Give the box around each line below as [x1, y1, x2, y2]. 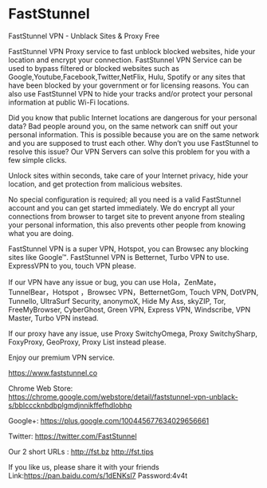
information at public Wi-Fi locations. [8, 97, 130, 107]
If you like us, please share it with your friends [8, 462, 159, 471]
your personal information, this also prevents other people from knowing [8, 220, 246, 230]
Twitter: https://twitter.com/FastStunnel [8, 431, 137, 441]
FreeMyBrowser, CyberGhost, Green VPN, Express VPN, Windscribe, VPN [8, 305, 251, 314]
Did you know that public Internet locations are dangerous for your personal [8, 112, 257, 122]
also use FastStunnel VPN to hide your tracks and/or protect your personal [8, 89, 253, 98]
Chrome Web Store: [8, 384, 73, 393]
